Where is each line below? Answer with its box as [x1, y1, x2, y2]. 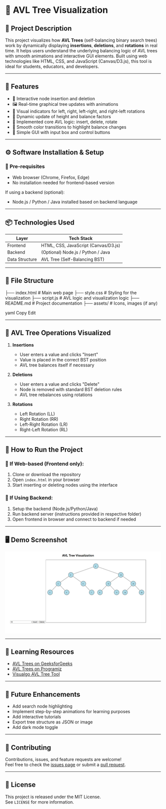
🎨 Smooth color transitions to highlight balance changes [12, 124, 127, 130]
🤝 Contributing [5, 743, 51, 752]
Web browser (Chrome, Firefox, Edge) [12, 174, 90, 180]
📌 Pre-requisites [5, 163, 45, 170]
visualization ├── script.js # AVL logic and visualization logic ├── [5, 295, 140, 301]
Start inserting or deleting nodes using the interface [12, 482, 118, 488]
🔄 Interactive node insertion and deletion [12, 95, 95, 101]
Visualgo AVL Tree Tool [12, 671, 60, 677]
